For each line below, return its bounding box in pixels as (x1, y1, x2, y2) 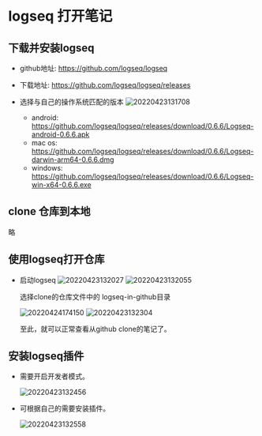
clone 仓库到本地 (8, 205, 91, 218)
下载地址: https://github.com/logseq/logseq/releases (19, 81, 191, 89)
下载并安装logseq (8, 41, 95, 54)
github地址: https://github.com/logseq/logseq (19, 64, 168, 73)
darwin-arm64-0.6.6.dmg (31, 155, 114, 164)
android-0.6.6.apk (31, 130, 90, 139)
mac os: (31, 138, 58, 147)
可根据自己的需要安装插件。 (19, 404, 110, 413)
